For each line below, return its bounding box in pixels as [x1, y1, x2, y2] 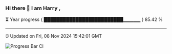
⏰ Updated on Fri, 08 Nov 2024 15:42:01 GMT [5, 33, 102, 39]
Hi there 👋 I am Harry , [5, 5, 61, 12]
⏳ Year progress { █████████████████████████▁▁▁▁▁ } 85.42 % [5, 16, 163, 22]
